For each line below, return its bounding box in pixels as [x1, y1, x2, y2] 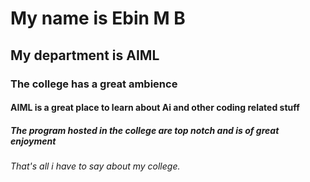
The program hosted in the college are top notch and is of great [10, 124, 280, 136]
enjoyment [10, 135, 57, 147]
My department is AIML [10, 47, 160, 64]
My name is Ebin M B [10, 7, 186, 30]
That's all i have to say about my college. [10, 160, 181, 172]
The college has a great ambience [10, 77, 178, 91]
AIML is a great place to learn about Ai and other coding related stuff [10, 102, 300, 114]
